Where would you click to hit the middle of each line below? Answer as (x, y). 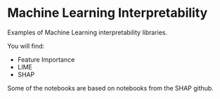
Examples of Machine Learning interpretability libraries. (88, 32)
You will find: (26, 46)
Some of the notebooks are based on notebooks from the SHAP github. (111, 88)
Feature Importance (46, 59)
